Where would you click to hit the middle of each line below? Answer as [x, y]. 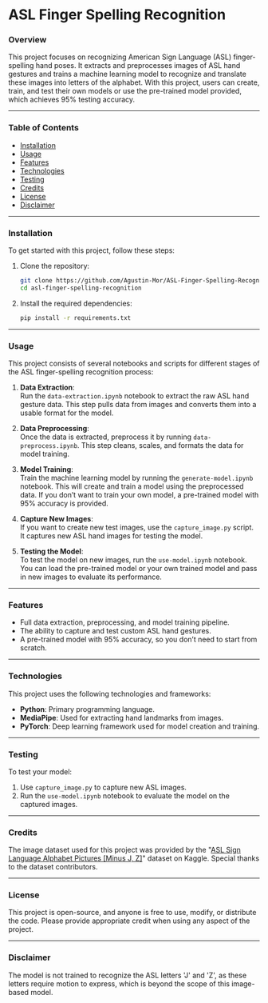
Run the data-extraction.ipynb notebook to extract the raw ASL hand [134, 396]
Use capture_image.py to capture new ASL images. [103, 787]
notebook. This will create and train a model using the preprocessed [132, 486]
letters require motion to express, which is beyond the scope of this [119, 983]
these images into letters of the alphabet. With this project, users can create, [134, 82]
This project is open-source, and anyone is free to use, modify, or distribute [132, 913]
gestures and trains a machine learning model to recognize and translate [128, 74]
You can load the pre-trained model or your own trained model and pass [138, 568]
